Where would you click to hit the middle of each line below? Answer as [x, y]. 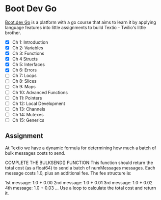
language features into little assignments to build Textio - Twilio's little [76, 27]
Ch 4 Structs [25, 59]
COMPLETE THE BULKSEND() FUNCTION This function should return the [79, 163]
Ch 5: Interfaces [28, 65]
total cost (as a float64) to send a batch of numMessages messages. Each [80, 167]
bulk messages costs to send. [35, 153]
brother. [13, 33]
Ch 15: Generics [28, 120]
